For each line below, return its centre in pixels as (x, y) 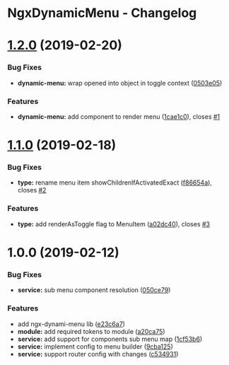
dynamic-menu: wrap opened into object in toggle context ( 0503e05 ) (120, 83)
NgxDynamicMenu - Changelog (102, 13)
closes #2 (32, 190)
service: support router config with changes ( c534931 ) (98, 354)
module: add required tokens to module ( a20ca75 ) (91, 331)
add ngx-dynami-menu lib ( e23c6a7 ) (71, 324)
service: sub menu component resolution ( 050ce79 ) (94, 290)
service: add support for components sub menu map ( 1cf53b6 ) (110, 339)
